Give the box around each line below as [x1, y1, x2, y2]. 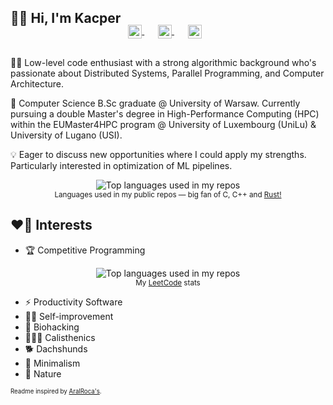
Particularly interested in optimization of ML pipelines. [10, 159, 233, 171]
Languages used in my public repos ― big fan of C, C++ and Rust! [54, 189, 282, 200]
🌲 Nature [24, 367, 62, 380]
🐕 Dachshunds [24, 342, 88, 355]
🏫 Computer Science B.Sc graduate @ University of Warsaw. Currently [10, 97, 301, 109]
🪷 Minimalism [24, 357, 81, 369]
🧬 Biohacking [24, 321, 80, 333]
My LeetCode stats [135, 277, 201, 288]
